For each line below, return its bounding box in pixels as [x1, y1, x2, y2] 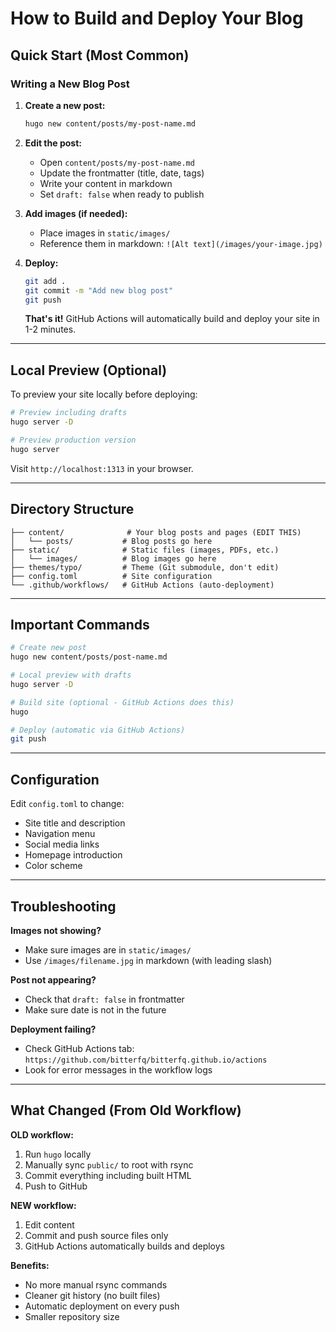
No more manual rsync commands [24, 1278, 168, 1291]
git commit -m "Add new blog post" [24, 285, 174, 296]
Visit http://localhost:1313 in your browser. [10, 462, 194, 474]
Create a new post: [24, 99, 106, 111]
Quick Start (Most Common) [10, 47, 190, 64]
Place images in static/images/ [39, 227, 171, 239]
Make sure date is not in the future [24, 1003, 167, 1016]
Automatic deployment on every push [24, 1300, 180, 1312]
